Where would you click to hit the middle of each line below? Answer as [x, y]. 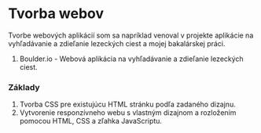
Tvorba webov [56, 14]
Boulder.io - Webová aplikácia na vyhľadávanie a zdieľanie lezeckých [131, 59]
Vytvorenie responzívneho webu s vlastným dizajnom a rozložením [128, 113]
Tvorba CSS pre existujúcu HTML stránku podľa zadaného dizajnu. [127, 104]
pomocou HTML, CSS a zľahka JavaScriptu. [91, 121]
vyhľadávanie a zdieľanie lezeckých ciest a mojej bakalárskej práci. [117, 43]
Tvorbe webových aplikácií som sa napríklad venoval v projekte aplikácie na [131, 35]
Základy [24, 87]
